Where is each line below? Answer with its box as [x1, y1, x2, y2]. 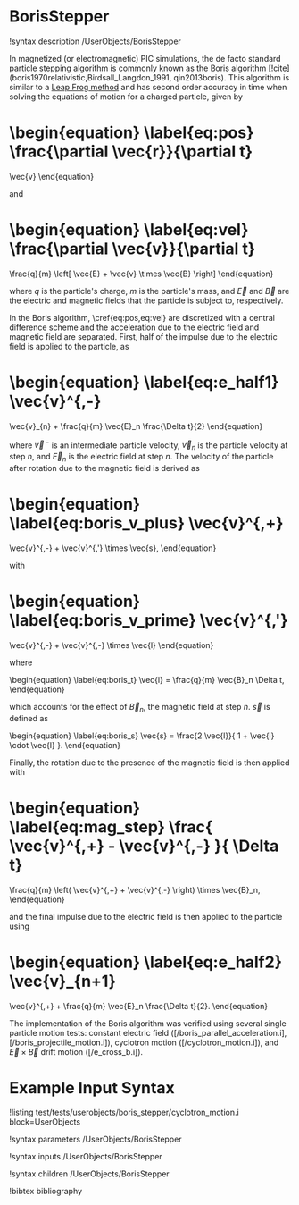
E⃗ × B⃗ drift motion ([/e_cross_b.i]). [9, 1046, 144, 1057]
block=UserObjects [9, 1117, 81, 1127]
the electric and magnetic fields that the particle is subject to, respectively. [9, 295, 284, 306]
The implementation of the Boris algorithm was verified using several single [9, 1017, 287, 1029]
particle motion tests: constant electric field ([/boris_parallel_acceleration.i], [9, 1027, 287, 1038]
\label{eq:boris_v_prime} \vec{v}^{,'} [9, 611, 288, 631]
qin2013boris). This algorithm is [173, 72, 290, 82]
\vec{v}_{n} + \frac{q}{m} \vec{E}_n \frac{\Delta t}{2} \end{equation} [9, 420, 263, 431]
